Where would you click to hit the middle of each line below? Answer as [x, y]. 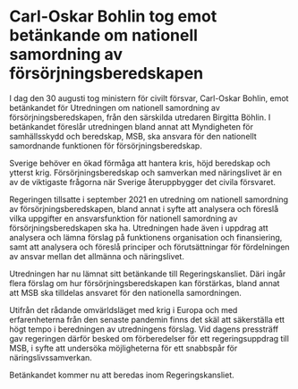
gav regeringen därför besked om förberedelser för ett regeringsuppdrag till [149, 338]
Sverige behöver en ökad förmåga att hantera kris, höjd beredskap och [140, 163]
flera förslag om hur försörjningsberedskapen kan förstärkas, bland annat [145, 283]
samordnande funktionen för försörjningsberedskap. [106, 146]
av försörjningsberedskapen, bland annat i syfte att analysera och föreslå [144, 208]
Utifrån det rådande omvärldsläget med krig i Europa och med [123, 309]
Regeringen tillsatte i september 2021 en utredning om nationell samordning [149, 199]
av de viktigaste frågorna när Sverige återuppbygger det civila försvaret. [142, 182]
